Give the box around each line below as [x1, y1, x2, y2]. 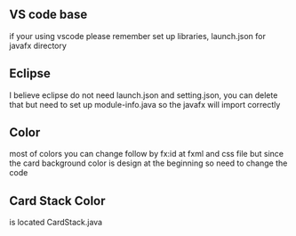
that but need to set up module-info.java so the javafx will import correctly [9, 99, 281, 110]
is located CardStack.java [9, 217, 103, 228]
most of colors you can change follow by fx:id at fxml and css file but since [9, 149, 284, 159]
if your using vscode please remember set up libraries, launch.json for [9, 30, 267, 41]
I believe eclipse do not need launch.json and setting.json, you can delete [9, 89, 278, 101]
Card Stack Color [9, 193, 106, 208]
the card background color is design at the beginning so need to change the [9, 158, 288, 168]
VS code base [9, 7, 88, 22]
